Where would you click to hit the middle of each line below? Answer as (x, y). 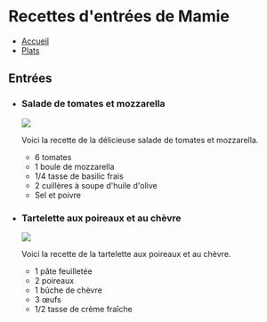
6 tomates (53, 157)
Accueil (35, 41)
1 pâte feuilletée (63, 271)
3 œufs (48, 299)
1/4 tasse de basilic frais (79, 176)
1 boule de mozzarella (74, 166)
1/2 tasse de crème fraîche (83, 309)
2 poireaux (54, 280)
